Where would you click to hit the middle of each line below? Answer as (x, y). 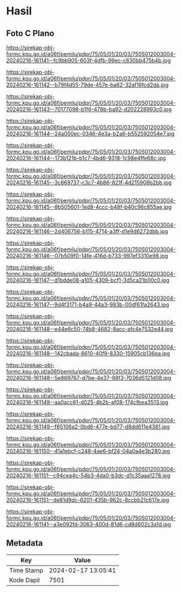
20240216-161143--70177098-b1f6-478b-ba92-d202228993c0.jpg (89, 109)
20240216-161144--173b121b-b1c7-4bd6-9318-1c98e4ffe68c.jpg (86, 158)
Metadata (25, 543)
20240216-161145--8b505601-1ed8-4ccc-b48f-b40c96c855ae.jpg (89, 207)
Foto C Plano (30, 33)
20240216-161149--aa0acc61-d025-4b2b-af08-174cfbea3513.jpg (87, 402)
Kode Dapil (25, 580)
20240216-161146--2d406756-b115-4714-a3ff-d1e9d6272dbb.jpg (87, 231)
